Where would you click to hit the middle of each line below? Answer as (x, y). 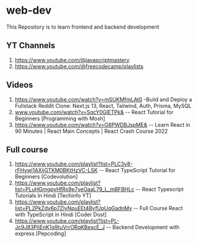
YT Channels (31, 46)
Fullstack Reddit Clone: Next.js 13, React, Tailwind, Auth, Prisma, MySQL (103, 105)
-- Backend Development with (143, 228)
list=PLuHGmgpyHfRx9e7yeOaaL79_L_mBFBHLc (75, 189)
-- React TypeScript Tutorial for (137, 170)
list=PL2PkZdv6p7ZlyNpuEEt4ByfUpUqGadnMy (73, 208)
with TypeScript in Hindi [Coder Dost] (61, 214)
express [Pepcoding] (40, 233)
